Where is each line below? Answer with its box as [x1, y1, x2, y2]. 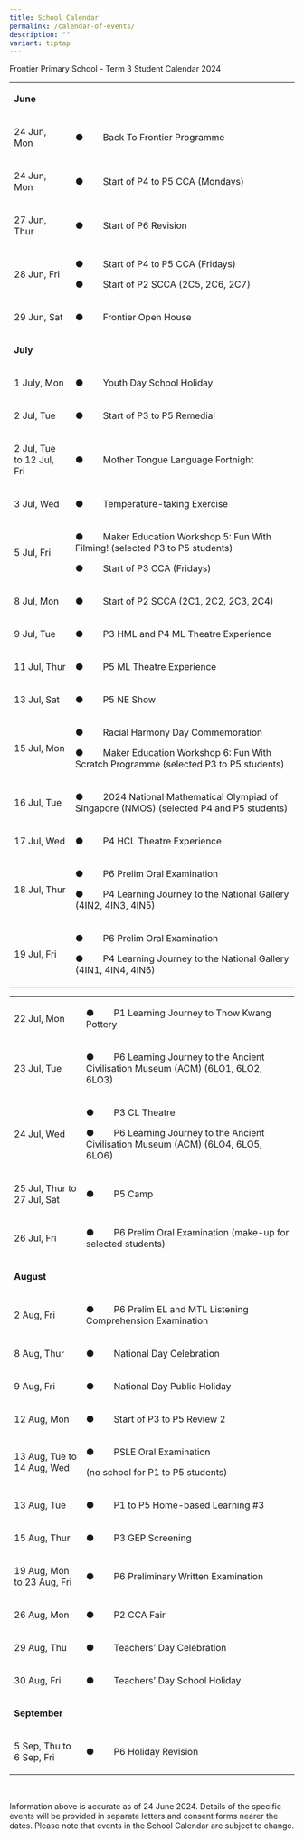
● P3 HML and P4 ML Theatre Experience [75, 628, 271, 641]
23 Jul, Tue [14, 1063, 62, 1075]
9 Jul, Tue [14, 628, 56, 641]
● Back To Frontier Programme [75, 131, 225, 144]
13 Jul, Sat [14, 693, 61, 706]
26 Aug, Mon [14, 1608, 70, 1621]
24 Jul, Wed [14, 1128, 66, 1140]
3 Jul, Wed [14, 498, 60, 510]
